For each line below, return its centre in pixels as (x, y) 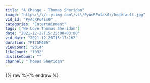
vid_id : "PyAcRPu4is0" (29, 19)
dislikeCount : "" (23, 57)
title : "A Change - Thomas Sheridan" (45, 10)
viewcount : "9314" (24, 47)
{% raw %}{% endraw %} (32, 75)
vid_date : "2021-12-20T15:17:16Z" (42, 38)
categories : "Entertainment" (36, 24)
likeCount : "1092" (24, 52)
